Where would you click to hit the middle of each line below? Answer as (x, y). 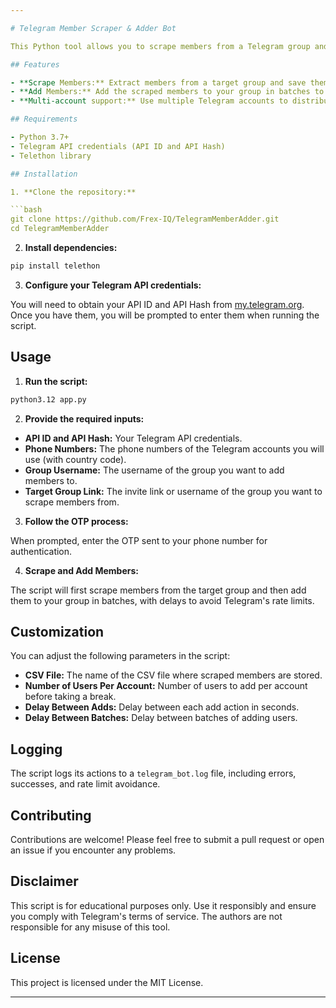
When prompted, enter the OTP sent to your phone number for (139, 540)
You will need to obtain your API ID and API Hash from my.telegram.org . (157, 304)
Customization (57, 631)
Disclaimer (44, 881)
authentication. (41, 551)
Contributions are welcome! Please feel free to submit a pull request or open (167, 839)
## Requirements (44, 119)
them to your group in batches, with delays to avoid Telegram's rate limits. (162, 600)
